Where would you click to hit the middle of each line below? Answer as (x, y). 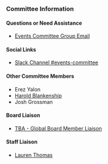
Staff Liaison (22, 142)
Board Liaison (23, 115)
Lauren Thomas (33, 155)
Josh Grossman (33, 101)
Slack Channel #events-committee (56, 63)
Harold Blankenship (38, 96)
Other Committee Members (40, 76)
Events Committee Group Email (52, 36)
